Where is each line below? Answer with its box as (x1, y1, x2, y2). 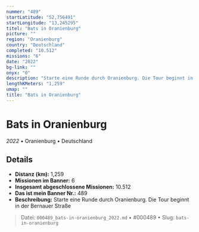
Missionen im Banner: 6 (14, 177, 75, 184)
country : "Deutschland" (6, 42, 66, 48)
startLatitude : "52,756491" (6, 14, 76, 20)
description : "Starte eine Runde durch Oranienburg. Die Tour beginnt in (6, 75, 194, 81)
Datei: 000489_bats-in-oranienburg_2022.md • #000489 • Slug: (20, 214, 175, 221)
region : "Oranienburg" (6, 36, 63, 42)
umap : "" (6, 86, 28, 92)
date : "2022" (6, 58, 39, 64)
